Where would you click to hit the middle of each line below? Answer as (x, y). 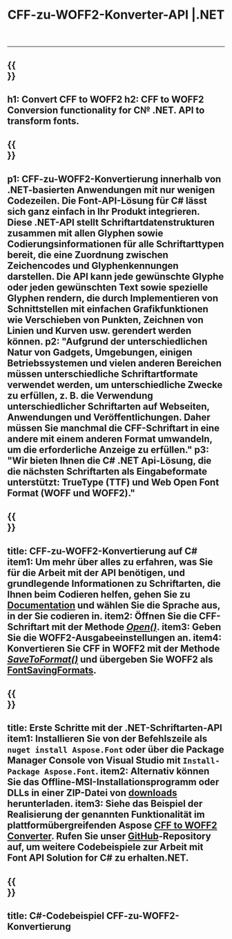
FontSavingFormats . (52, 670)
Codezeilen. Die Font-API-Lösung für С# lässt (107, 201)
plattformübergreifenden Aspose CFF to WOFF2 (112, 826)
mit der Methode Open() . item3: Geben (136, 627)
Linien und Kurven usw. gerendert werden (99, 330)
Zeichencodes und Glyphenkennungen (93, 266)
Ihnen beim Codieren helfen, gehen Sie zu (99, 594)
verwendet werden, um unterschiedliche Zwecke (115, 385)
